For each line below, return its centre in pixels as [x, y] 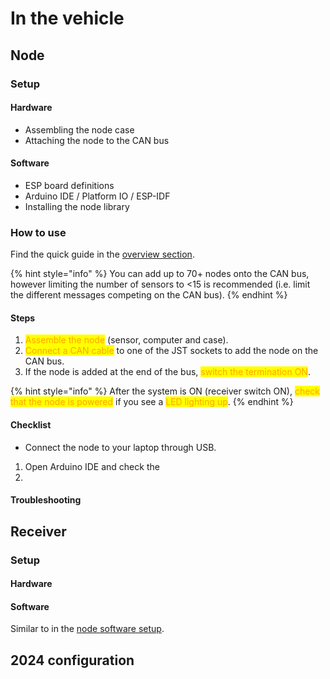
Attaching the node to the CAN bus [97, 140]
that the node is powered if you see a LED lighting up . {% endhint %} [152, 402]
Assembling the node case [79, 129]
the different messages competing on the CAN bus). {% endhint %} [149, 295]
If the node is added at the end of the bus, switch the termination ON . [167, 372]
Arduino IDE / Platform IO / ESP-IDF [97, 196]
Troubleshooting [46, 500]
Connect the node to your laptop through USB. [120, 447]
